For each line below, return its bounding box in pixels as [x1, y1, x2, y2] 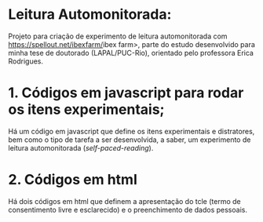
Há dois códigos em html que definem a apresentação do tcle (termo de [8, 196, 241, 206]
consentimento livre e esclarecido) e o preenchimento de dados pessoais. [8, 205, 247, 214]
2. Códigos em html [8, 171, 137, 189]
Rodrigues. [8, 56, 44, 66]
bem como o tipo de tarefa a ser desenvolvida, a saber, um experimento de [8, 135, 251, 144]
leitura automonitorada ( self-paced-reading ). [8, 143, 154, 152]
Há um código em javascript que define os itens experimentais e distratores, [8, 126, 255, 136]
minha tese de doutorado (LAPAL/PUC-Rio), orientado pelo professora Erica [8, 48, 254, 57]
